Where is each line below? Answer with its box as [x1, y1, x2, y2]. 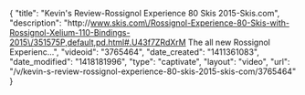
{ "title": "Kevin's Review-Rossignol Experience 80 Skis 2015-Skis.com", [9, 8, 280, 18]
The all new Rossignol [187, 37, 271, 47]
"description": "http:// [9, 17, 91, 28]
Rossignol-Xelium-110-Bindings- [9, 27, 131, 37]
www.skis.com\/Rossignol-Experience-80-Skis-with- [89, 17, 290, 28]
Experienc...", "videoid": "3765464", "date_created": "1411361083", [9, 47, 260, 58]
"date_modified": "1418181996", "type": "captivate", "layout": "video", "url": [9, 57, 290, 67]
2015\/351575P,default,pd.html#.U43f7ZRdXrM [9, 37, 186, 47]
